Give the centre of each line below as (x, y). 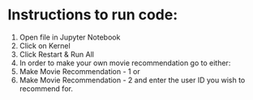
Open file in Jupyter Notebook (70, 37)
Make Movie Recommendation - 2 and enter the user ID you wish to (132, 80)
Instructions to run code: (93, 15)
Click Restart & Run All (57, 54)
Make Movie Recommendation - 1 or (79, 71)
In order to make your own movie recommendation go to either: (125, 63)
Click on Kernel (45, 45)
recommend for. (46, 88)
